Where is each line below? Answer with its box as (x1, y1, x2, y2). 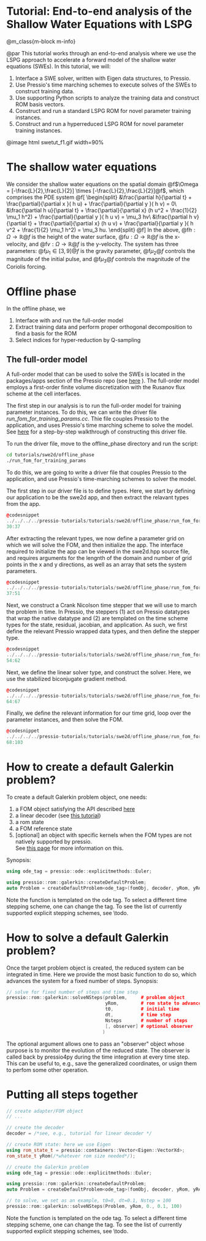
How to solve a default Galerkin (6, 930, 169, 944)
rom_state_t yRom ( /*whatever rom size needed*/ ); (6, 1153, 136, 1159)
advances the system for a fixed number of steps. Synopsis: (6, 977, 158, 984)
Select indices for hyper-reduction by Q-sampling (15, 337, 141, 344)
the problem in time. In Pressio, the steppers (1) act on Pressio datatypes (6, 608, 190, 615)
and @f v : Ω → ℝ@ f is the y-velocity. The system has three (29, 240, 179, 247)
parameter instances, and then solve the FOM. (6, 716, 124, 723)
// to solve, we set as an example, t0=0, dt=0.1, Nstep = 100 (6, 1197, 172, 1204)
